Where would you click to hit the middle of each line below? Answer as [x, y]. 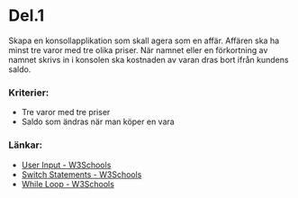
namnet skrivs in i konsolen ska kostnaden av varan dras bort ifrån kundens [149, 59]
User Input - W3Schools [66, 165]
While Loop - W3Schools [68, 184]
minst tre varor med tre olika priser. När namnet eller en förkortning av [138, 49]
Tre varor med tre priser [66, 112]
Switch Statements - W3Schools [81, 174]
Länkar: [26, 145]
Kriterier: [29, 93]
